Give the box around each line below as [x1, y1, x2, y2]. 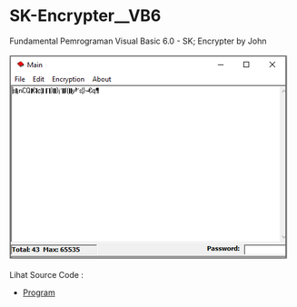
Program [22, 287, 56, 298]
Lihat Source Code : [9, 269, 84, 280]
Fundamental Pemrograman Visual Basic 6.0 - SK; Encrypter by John [9, 35, 267, 46]
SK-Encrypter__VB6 [9, 5, 162, 26]
